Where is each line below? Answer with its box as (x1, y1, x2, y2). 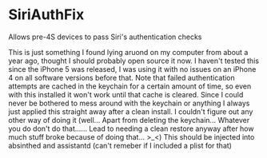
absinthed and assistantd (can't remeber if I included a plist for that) (8, 140, 232, 150)
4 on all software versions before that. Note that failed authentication (8, 73, 236, 82)
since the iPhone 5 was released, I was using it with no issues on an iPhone (8, 64, 257, 73)
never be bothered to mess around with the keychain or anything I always (8, 98, 250, 108)
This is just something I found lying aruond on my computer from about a (8, 47, 249, 57)
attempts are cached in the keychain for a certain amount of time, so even (8, 81, 252, 91)
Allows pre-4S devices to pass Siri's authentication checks (8, 32, 202, 41)
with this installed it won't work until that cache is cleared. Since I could (8, 89, 244, 99)
